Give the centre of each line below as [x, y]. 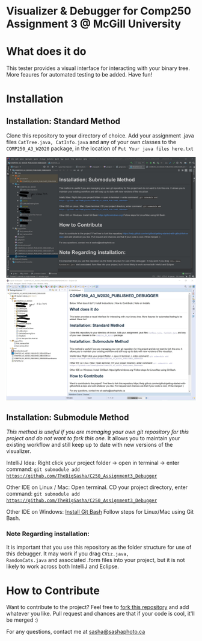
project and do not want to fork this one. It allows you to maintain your [93, 438]
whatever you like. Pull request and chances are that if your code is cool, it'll [101, 614]
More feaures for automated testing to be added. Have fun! [79, 75]
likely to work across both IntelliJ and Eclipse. [63, 566]
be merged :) [22, 620]
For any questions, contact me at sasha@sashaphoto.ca [76, 632]
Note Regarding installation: [48, 534]
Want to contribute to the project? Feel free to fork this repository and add [98, 607]
